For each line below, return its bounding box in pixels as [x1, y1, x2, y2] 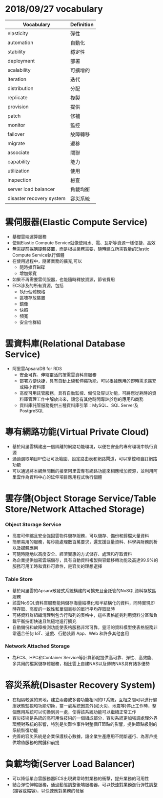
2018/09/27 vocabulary [5, 3, 103, 15]
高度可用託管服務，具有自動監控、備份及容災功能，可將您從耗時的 [19, 390, 152, 396]
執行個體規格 [19, 288, 45, 294]
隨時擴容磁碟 [19, 264, 45, 270]
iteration [7, 76, 27, 83]
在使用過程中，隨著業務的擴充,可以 [12, 258, 82, 264]
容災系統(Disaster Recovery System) [5, 680, 156, 691]
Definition [70, 21, 94, 28]
